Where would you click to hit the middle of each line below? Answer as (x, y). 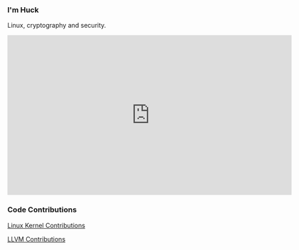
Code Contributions (42, 210)
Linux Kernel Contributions (46, 225)
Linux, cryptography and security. (57, 26)
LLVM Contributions (37, 239)
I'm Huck (23, 10)
